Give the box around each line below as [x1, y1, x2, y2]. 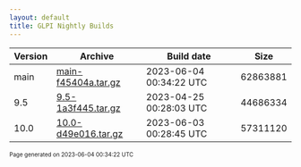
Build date [167, 50, 211, 63]
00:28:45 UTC [146, 127, 208, 139]
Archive [79, 50, 115, 63]
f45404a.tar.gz [56, 76, 121, 88]
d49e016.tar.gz [56, 127, 124, 139]
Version [13, 50, 48, 63]
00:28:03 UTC [146, 102, 208, 114]
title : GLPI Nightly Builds [9, 21, 115, 30]
